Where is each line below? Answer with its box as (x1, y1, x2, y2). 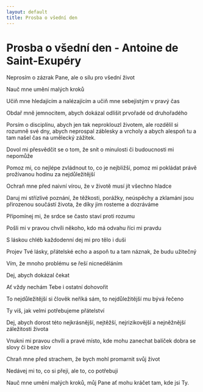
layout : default (6, 9, 48, 15)
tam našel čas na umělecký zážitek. (6, 134, 96, 141)
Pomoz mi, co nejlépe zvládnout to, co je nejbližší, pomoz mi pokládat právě (6, 164, 197, 171)
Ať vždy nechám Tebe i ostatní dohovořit (6, 283, 109, 291)
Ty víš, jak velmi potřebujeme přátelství (6, 307, 105, 315)
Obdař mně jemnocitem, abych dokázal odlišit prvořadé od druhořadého (6, 109, 188, 116)
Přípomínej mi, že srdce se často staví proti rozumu (6, 213, 135, 220)
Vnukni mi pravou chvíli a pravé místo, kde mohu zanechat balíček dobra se (6, 337, 196, 344)
